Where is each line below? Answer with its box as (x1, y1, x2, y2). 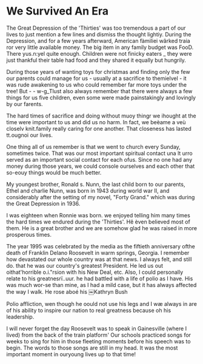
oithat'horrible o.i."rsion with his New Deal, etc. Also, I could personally (6, 268, 184, 276)
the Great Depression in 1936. (6, 200, 81, 207)
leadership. (6, 313, 35, 320)
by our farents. (6, 100, 44, 107)
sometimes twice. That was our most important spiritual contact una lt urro (6, 150, 193, 157)
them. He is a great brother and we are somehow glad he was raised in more (6, 224, 198, 231)
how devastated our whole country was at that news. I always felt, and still (6, 256, 192, 263)
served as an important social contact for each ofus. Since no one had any (6, 156, 193, 163)
